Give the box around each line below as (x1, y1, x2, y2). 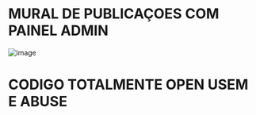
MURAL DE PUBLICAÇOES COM (8, 5, 220, 23)
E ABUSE (8, 93, 67, 111)
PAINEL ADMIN (8, 21, 109, 40)
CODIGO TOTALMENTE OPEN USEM (8, 76, 249, 94)
